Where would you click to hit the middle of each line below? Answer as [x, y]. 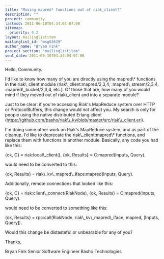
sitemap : [14, 28]
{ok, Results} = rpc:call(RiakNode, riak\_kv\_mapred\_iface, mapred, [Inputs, [82, 218]
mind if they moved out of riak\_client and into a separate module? [72, 95]
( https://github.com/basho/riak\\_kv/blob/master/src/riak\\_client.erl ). [75, 120]
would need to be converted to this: [41, 165]
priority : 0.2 [24, 33]
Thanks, [13, 242]
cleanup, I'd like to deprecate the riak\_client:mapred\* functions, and [75, 135]
